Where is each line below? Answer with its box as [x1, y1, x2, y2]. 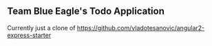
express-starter [7, 31, 52, 39]
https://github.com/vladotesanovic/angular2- [76, 23, 205, 32]
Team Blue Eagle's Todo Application [7, 5, 165, 17]
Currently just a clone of [7, 23, 76, 32]
